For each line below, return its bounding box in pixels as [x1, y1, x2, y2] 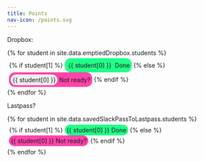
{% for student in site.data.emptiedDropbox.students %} [7, 49, 167, 57]
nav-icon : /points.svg [7, 16, 72, 23]
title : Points [7, 10, 48, 17]
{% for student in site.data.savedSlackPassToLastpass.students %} [7, 115, 197, 124]
